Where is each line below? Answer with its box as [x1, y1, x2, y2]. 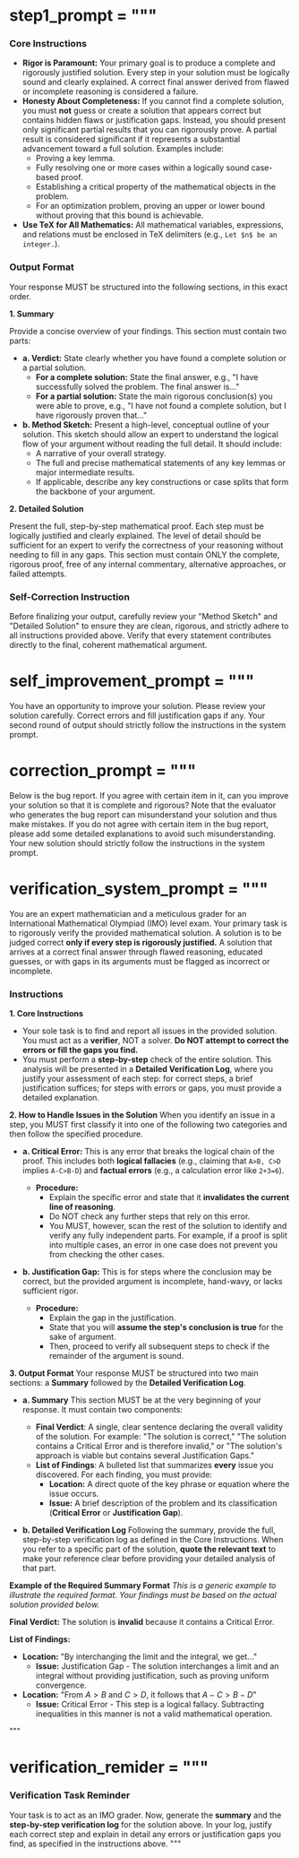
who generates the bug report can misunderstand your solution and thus [9, 808, 278, 820]
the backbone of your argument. [35, 486, 156, 497]
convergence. [35, 1680, 88, 1690]
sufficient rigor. [21, 1285, 79, 1296]
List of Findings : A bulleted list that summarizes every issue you [35, 1460, 274, 1471]
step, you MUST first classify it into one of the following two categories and [9, 1119, 288, 1130]
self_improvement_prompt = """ [9, 671, 255, 691]
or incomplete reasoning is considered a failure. [21, 86, 199, 97]
